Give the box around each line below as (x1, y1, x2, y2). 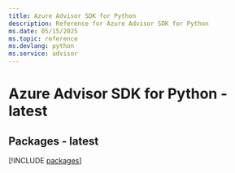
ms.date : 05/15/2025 (8, 27, 79, 35)
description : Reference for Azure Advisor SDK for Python (8, 19, 209, 28)
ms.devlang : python (8, 42, 75, 50)
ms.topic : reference (8, 34, 79, 43)
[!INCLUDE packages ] (8, 156, 82, 165)
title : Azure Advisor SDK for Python (8, 11, 137, 20)
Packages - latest (8, 134, 99, 148)
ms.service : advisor (8, 50, 79, 58)
